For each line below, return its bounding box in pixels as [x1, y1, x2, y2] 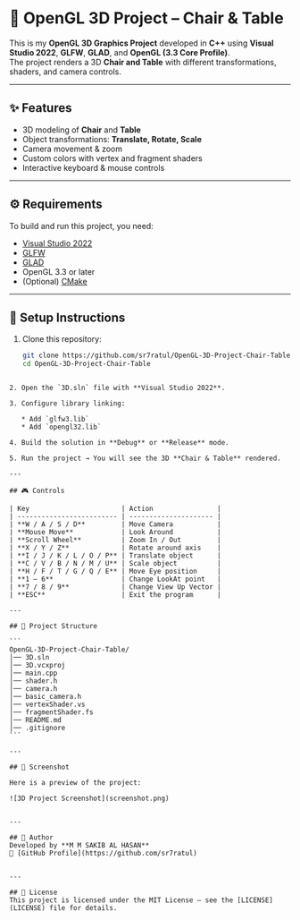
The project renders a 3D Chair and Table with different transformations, [9, 56, 277, 67]
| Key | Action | [9, 505, 221, 514]
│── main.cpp [9, 669, 58, 678]
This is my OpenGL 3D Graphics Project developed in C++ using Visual [9, 38, 274, 48]
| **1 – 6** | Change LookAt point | [9, 575, 221, 584]
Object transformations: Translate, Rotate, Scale [21, 133, 203, 144]
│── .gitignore [9, 724, 66, 733]
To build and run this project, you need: [9, 220, 154, 231]
